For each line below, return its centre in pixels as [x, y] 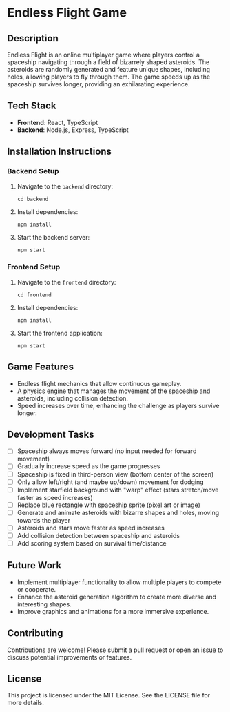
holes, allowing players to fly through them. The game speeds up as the [109, 77]
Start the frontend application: [60, 333]
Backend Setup [33, 171]
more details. [26, 703]
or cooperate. [36, 589]
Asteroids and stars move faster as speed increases [91, 528]
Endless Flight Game [67, 13]
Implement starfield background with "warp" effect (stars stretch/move [118, 490]
